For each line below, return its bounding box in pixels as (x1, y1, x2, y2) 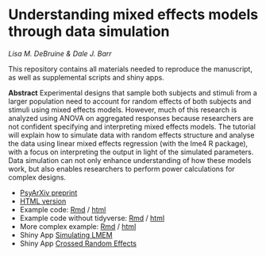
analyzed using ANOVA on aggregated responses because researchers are (8, 113, 254, 122)
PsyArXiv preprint (19, 188, 78, 197)
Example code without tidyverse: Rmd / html (19, 213, 165, 223)
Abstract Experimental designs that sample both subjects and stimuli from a (8, 87, 258, 97)
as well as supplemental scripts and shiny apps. (8, 72, 164, 82)
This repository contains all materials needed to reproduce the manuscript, (8, 64, 253, 73)
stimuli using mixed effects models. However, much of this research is (8, 105, 237, 114)
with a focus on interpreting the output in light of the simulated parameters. (8, 147, 254, 157)
